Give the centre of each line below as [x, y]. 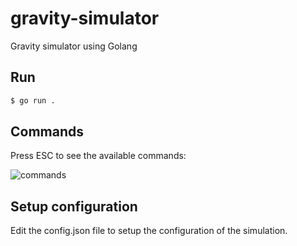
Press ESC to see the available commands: [98, 156]
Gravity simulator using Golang [74, 46]
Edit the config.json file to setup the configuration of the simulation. [149, 231]
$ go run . [33, 100]
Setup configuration [74, 206]
